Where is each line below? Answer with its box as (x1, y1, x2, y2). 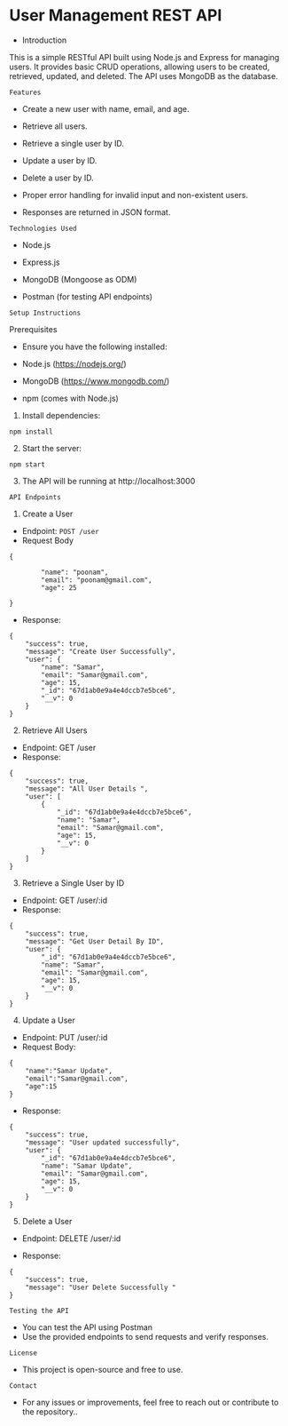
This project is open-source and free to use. (21, 1364, 183, 1374)
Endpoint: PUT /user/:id (21, 1032, 108, 1042)
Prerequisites (9, 323, 58, 334)
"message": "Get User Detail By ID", (25, 936, 165, 946)
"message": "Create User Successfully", (25, 647, 176, 656)
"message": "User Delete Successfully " (25, 1283, 176, 1292)
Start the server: (21, 442, 82, 453)
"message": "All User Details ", (25, 784, 149, 793)
